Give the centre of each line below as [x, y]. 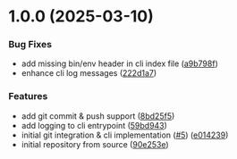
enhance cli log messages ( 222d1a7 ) [89, 73]
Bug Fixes [30, 45]
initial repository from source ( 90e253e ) [95, 144]
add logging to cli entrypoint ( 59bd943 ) [94, 125]
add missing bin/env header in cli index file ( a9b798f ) [119, 63]
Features [28, 96]
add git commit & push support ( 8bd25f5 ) [98, 116]
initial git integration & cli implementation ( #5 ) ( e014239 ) [125, 135]
